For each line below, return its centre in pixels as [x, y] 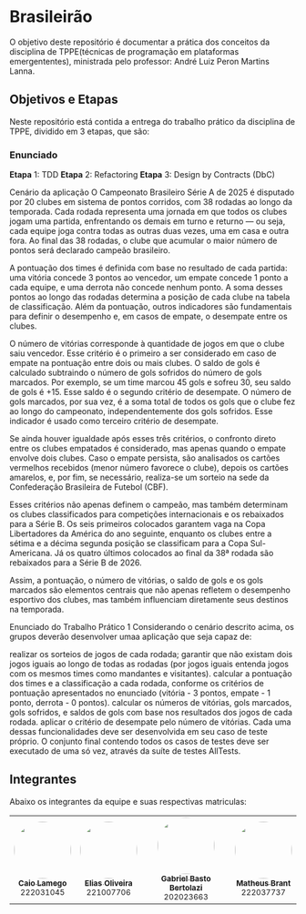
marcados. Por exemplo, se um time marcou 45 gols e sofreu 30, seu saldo [150, 382]
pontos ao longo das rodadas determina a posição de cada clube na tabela [150, 297]
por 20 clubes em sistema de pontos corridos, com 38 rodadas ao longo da [151, 202]
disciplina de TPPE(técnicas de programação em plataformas [124, 51]
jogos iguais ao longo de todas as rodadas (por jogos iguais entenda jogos [149, 664]
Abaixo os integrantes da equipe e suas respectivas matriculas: [128, 801]
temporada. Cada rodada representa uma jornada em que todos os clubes [148, 212]
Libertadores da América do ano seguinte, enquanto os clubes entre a [141, 533]
